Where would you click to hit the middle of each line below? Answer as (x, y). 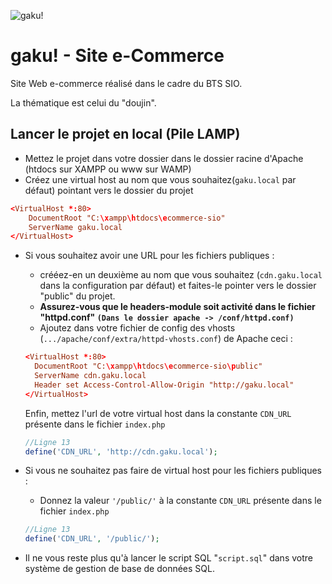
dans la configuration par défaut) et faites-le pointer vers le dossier (178, 286)
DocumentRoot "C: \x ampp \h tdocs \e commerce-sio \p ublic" (148, 366)
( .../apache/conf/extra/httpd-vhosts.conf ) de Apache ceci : (166, 339)
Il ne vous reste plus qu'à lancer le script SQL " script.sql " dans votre (168, 558)
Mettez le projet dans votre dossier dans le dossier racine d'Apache (164, 158)
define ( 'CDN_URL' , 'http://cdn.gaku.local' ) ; (121, 451)
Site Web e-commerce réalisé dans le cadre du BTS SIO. (126, 83)
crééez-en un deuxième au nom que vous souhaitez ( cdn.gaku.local (181, 275)
